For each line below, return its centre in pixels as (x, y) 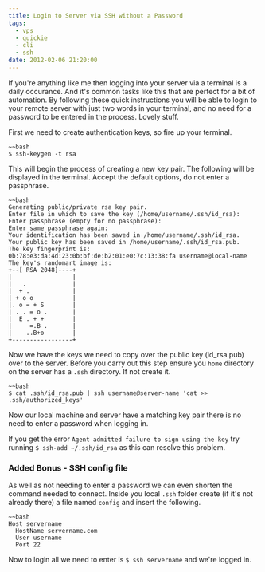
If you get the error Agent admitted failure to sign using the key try (124, 439)
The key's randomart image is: (60, 263)
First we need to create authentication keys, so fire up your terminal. (120, 132)
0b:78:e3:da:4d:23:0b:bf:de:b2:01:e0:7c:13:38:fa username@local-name (128, 256)
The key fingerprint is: (49, 249)
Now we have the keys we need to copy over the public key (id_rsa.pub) (127, 354)
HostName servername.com (57, 531)
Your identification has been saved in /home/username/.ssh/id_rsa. (124, 235)
